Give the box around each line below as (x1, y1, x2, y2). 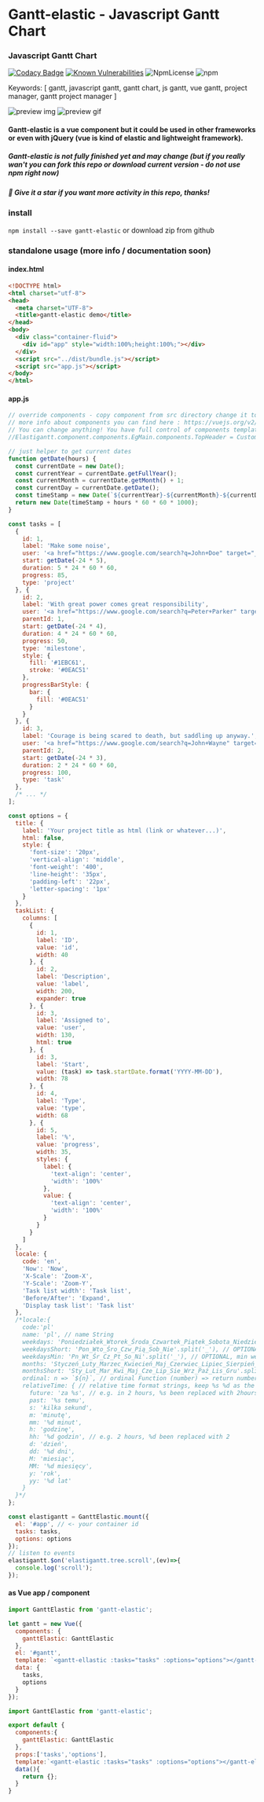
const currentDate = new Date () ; (15, 462, 125, 470)
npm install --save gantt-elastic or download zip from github (8, 226, 214, 235)
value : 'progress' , (36, 1141, 101, 1149)
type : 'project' (22, 578, 76, 586)
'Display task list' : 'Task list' (22, 1301, 135, 1309)
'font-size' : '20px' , (28, 849, 101, 857)
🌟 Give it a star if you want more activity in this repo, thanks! (8, 188, 211, 197)
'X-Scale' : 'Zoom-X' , (22, 1272, 93, 1280)
